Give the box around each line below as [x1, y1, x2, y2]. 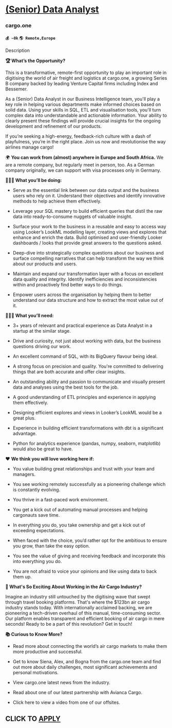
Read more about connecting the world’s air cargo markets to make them [12, 643, 167, 649]
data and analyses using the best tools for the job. [12, 384, 119, 390]
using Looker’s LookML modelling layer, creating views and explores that [12, 229, 167, 235]
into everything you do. [12, 558, 62, 565]
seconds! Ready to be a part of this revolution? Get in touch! [5, 621, 132, 627]
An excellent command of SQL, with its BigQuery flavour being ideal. [12, 353, 158, 359]
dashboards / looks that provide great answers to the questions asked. [12, 240, 163, 246]
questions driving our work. [12, 343, 71, 350]
